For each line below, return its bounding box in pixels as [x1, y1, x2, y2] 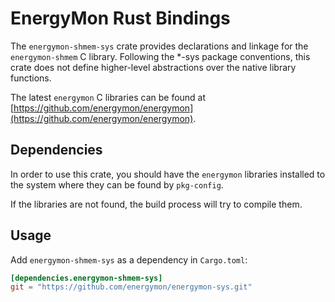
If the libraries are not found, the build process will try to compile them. [10, 198, 303, 210]
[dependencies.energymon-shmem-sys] [10, 273, 163, 283]
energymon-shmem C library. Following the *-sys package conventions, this [10, 50, 311, 62]
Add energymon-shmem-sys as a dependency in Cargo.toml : [10, 253, 248, 266]
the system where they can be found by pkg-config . [10, 178, 224, 191]
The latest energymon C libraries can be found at [10, 91, 207, 103]
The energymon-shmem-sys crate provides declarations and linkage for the [10, 40, 309, 52]
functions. [10, 72, 52, 84]
